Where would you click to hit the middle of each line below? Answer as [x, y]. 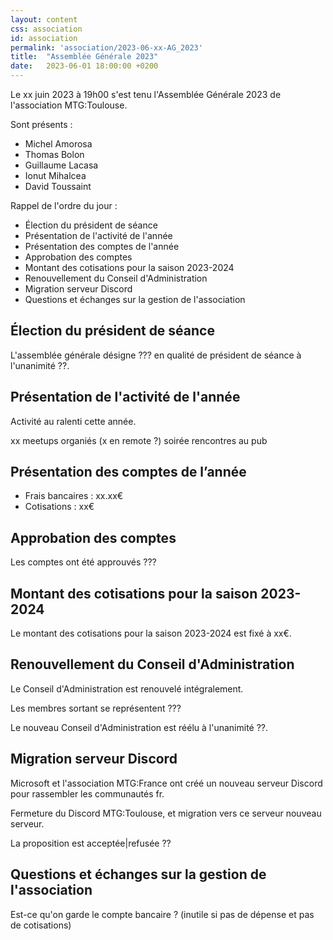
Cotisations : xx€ [59, 507]
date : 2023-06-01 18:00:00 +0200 [84, 66]
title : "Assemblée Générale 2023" [84, 57]
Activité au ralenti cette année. [73, 421]
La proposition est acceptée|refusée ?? [91, 843]
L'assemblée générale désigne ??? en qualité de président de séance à [156, 355]
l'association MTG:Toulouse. [69, 105]
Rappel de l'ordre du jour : [64, 205]
